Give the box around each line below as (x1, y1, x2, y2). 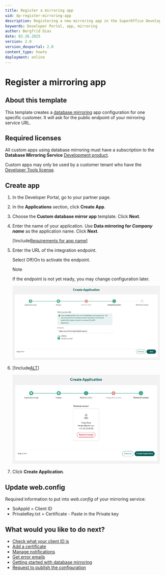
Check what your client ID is (12, 539, 69, 544)
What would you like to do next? (5, 525, 105, 534)
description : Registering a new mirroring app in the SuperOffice (5, 18, 144, 23)
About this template (5, 96, 67, 104)
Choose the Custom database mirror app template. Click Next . (12, 213, 141, 219)
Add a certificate (12, 543, 47, 549)
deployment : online (5, 55, 45, 60)
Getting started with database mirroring (12, 559, 92, 565)
